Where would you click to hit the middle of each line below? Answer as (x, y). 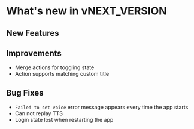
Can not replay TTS (39, 113)
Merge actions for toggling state (54, 67)
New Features (33, 33)
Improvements (34, 53)
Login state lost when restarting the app (64, 120)
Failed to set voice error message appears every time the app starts (101, 107)
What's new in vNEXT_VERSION (87, 11)
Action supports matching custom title (62, 74)
